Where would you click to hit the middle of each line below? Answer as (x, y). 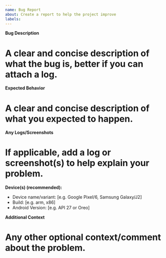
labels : (13, 19)
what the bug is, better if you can (74, 64)
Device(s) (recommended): (34, 187)
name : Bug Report (23, 10)
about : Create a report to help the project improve (61, 14)
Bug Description (22, 33)
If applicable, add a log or (58, 153)
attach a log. (31, 74)
